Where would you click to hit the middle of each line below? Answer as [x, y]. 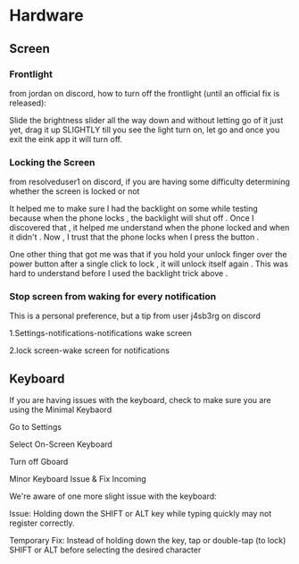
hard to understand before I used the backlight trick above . [119, 274]
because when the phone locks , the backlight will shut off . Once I [132, 218]
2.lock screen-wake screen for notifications [89, 350]
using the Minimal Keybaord [61, 410]
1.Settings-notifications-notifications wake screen [100, 333]
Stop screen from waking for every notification [113, 297]
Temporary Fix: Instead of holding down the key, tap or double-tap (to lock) [148, 541]
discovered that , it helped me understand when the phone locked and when [149, 228]
